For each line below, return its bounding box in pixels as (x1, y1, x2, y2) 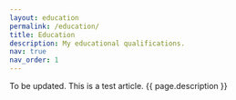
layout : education (9, 13, 79, 23)
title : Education (9, 30, 76, 39)
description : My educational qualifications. (9, 38, 185, 48)
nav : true (9, 47, 47, 56)
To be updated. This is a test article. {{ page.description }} (9, 81, 228, 91)
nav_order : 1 (9, 55, 59, 65)
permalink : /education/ (9, 22, 100, 31)
